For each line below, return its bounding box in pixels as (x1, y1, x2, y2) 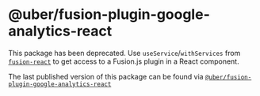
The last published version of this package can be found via (8, 72, 204, 81)
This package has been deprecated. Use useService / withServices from (8, 48, 241, 57)
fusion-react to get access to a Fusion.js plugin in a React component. (8, 57, 239, 66)
